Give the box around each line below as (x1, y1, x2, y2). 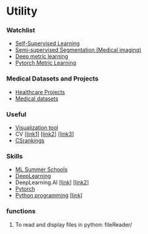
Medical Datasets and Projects (6, 74, 99, 83)
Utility (6, 4, 38, 18)
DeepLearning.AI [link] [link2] (15, 179, 90, 186)
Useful (6, 110, 27, 118)
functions (6, 207, 36, 216)
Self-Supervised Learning (15, 40, 80, 47)
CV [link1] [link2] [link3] (15, 130, 74, 138)
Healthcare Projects (15, 88, 65, 96)
